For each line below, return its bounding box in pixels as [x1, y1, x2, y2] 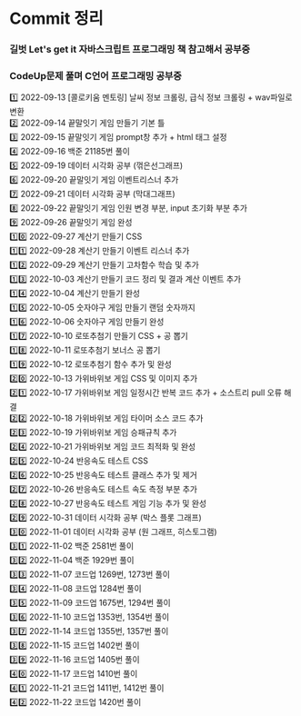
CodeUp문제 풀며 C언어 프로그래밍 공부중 [9, 70, 182, 83]
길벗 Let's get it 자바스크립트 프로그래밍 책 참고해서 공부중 [9, 43, 251, 55]
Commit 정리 [9, 8, 104, 29]
